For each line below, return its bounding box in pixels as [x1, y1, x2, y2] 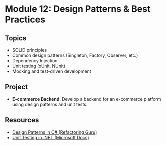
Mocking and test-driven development [12, 68, 91, 74]
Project [5, 83, 28, 91]
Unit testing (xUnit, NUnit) [12, 63, 66, 69]
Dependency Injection [12, 58, 58, 63]
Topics [5, 34, 27, 42]
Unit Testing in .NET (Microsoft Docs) [12, 134, 89, 140]
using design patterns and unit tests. [12, 101, 88, 107]
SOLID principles [12, 47, 47, 53]
